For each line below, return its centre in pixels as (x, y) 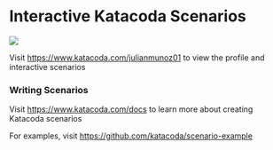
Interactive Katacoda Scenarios (128, 16)
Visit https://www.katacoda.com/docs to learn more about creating (131, 109)
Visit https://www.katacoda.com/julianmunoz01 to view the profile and (137, 57)
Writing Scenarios (49, 90)
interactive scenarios (47, 67)
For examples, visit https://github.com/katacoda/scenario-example (131, 136)
